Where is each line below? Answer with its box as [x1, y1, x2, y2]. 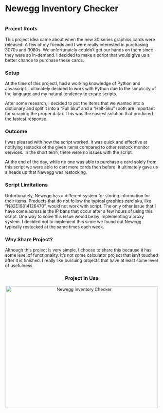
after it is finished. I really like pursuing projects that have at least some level [5, 257, 158, 263]
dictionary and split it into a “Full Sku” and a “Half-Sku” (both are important [5, 105, 155, 111]
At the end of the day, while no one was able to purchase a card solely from [5, 159, 157, 165]
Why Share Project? [5, 236, 53, 243]
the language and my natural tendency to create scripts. [5, 91, 118, 97]
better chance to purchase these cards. [5, 57, 84, 63]
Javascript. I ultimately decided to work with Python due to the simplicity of [5, 86, 156, 92]
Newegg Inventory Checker [5, 3, 119, 14]
